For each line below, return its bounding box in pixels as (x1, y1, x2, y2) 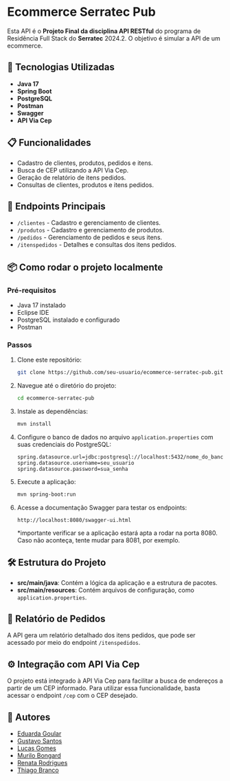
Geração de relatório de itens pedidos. (16, 173, 126, 181)
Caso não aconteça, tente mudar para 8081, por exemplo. (16, 536, 181, 544)
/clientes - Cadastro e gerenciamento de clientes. (16, 219, 161, 227)
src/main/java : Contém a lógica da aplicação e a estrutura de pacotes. (16, 578, 218, 586)
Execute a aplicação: (16, 477, 76, 485)
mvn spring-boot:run (16, 491, 76, 498)
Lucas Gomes (16, 744, 56, 753)
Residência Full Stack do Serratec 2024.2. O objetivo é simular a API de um (7, 34, 221, 42)
